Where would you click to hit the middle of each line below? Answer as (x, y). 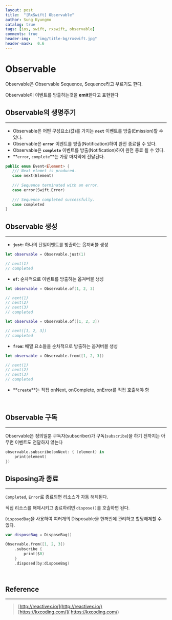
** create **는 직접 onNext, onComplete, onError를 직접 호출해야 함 (81, 390)
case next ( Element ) (33, 176)
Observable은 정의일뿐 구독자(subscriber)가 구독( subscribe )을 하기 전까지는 (83, 435)
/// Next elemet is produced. (44, 171)
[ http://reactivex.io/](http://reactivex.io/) (60, 607)
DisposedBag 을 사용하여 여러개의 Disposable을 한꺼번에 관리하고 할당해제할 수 (84, 519)
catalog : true (20, 24)
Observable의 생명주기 (41, 113)
